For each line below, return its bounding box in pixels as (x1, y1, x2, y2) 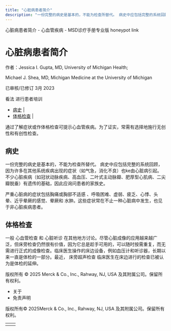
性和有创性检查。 (5, 131, 41, 137)
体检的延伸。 (14, 261, 41, 267)
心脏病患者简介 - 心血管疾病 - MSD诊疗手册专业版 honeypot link (5, 27, 139, 33)
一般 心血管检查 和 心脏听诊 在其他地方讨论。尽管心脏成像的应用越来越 (5, 235, 153, 241)
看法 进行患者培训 (5, 96, 42, 102)
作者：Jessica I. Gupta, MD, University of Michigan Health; (5, 64, 128, 70)
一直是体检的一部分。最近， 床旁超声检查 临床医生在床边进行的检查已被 (9, 254, 159, 260)
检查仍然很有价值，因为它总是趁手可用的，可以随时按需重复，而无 (27, 241, 166, 247)
